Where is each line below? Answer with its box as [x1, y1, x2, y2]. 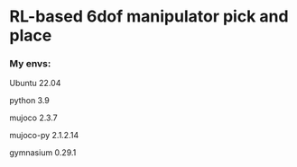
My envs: [9, 57, 51, 70]
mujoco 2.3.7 [9, 112, 58, 123]
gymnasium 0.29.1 [9, 147, 77, 158]
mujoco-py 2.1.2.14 [9, 130, 79, 141]
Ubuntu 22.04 [9, 78, 61, 89]
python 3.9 [9, 95, 50, 106]
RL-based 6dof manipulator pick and [9, 6, 289, 27]
